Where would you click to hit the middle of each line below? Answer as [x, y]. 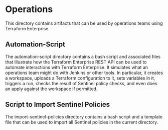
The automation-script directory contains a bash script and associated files [83, 56]
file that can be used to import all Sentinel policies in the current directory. [82, 122]
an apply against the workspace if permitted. [51, 89]
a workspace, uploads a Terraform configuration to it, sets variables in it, [80, 78]
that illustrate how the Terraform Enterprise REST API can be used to [76, 62]
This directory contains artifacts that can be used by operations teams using [84, 23]
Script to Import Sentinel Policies [58, 105]
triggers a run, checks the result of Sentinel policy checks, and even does [81, 83]
